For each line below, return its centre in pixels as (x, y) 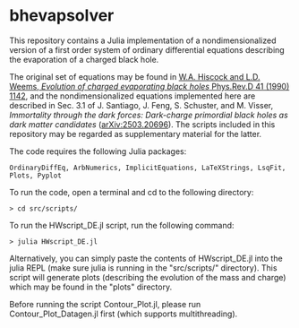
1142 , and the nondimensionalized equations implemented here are (132, 96)
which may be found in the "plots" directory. (91, 287)
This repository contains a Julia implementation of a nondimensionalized (143, 40)
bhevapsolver (62, 16)
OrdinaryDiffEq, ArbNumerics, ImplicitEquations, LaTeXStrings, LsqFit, (148, 168)
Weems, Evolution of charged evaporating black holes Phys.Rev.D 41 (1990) (149, 86)
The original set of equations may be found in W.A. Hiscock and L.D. (135, 76)
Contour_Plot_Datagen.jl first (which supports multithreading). (124, 314)
